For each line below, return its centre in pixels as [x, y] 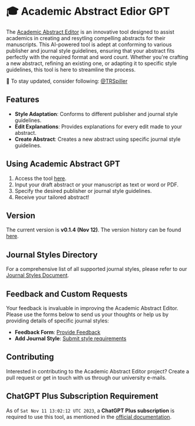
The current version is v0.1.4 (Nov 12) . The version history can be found [94, 230]
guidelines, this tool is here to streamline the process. [71, 69]
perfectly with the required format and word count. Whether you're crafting [97, 57]
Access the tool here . [40, 178]
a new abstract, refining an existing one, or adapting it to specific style [92, 63]
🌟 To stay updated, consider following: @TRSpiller [67, 81]
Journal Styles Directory [52, 255]
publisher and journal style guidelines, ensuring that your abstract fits [90, 50]
